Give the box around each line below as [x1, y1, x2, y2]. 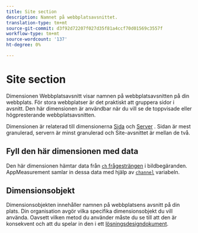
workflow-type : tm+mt [6, 31, 60, 37]
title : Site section [6, 8, 58, 15]
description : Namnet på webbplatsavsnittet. [6, 14, 118, 20]
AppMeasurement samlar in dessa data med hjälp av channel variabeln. [6, 168, 180, 175]
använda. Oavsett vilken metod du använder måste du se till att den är [6, 214, 177, 221]
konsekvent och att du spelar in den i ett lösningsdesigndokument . [6, 221, 169, 228]
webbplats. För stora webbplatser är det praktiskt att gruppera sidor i [6, 99, 175, 106]
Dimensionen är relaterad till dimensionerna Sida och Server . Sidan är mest [6, 122, 191, 130]
